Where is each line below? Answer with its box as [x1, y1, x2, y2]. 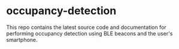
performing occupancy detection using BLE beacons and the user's [6, 30, 173, 37]
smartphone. [6, 36, 38, 43]
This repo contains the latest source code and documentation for [6, 24, 166, 31]
